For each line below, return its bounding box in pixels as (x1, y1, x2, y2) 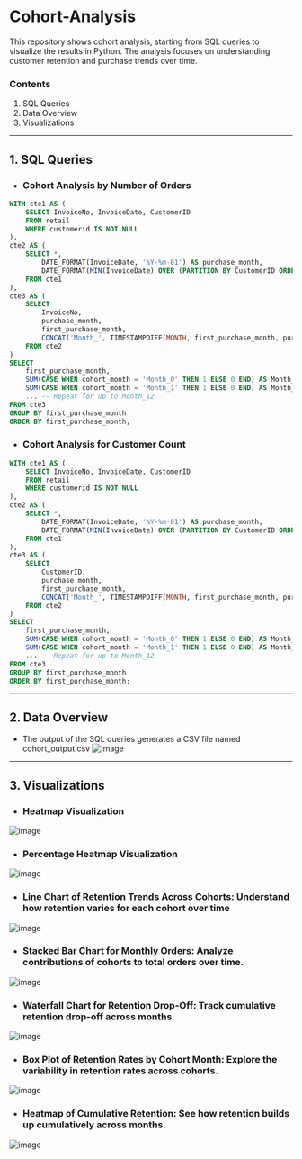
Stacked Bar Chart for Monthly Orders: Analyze (22, 945, 234, 957)
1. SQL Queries (9, 151, 93, 168)
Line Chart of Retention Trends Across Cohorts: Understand (22, 891, 290, 903)
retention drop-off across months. (22, 1010, 175, 1023)
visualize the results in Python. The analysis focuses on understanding (9, 45, 271, 56)
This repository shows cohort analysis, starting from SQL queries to (9, 36, 260, 47)
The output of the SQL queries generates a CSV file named (22, 734, 241, 745)
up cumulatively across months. (22, 1118, 166, 1131)
